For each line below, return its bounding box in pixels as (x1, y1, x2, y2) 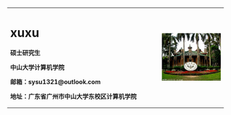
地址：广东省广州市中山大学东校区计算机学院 (10, 92, 137, 100)
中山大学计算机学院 (10, 63, 65, 71)
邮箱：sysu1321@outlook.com (10, 77, 101, 86)
